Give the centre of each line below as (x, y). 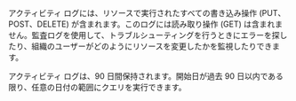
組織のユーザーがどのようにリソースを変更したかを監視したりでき (152, 46)
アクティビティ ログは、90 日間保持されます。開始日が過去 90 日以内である (146, 76)
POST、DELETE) (39, 24)
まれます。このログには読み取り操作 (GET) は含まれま (185, 24)
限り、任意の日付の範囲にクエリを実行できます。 (98, 87)
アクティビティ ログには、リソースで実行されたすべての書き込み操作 (133, 13)
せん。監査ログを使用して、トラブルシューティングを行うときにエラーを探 (144, 35)
